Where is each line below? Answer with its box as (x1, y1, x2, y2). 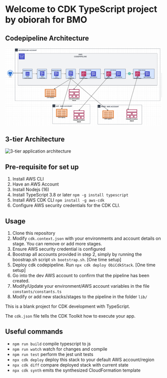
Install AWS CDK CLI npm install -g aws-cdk (12, 197, 105, 203)
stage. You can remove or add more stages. (12, 240, 102, 246)
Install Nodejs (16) (12, 187, 50, 192)
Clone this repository (12, 230, 56, 236)
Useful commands (5, 328, 63, 336)
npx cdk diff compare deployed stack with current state (12, 362, 129, 368)
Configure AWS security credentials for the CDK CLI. (12, 202, 120, 208)
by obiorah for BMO (5, 14, 87, 25)
